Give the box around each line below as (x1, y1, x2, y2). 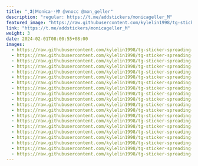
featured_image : (6, 19, 46, 25)
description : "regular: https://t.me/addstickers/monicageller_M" (6, 14, 173, 20)
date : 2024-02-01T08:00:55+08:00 (6, 36, 88, 42)
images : (6, 42, 25, 48)
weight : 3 (6, 31, 31, 36)
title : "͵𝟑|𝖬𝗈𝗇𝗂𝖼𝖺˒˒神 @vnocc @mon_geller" (6, 8, 113, 15)
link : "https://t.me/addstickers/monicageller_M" (6, 25, 131, 31)
